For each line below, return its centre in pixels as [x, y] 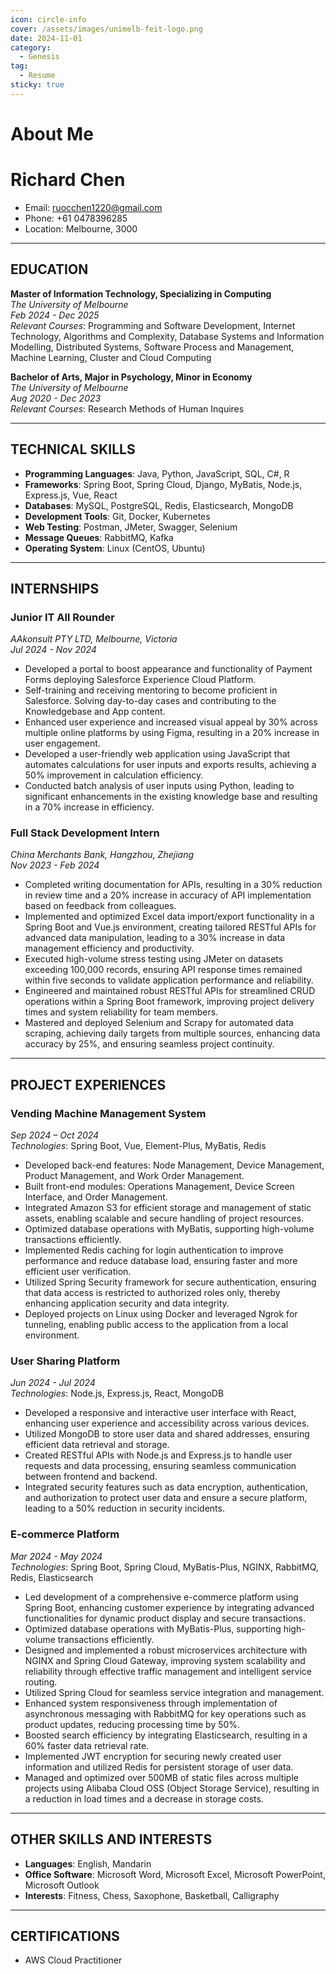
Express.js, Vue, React [71, 495]
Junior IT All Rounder [62, 617]
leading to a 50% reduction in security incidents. [124, 1508]
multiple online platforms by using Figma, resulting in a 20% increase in [172, 733]
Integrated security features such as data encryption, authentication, [166, 1487]
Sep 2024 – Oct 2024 [55, 1135]
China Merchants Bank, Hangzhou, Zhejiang [102, 855]
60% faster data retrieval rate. [87, 1745]
